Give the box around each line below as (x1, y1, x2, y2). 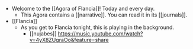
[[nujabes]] (29, 30, 57, 37)
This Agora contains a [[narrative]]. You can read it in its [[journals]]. (20, 11, 188, 18)
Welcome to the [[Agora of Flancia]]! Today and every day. (11, 5, 155, 12)
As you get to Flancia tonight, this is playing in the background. (20, 24, 175, 31)
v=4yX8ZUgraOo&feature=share (29, 37, 109, 43)
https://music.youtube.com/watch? (57, 30, 143, 37)
